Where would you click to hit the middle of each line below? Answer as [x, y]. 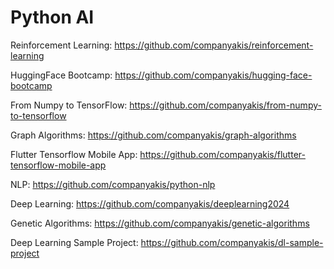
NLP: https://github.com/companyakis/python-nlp [113, 184]
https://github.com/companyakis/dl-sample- [232, 242]
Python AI [52, 17]
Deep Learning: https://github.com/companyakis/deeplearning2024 [150, 203]
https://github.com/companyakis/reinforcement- [214, 45]
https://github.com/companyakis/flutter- [222, 154]
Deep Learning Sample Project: [74, 242]
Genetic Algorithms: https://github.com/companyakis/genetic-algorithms [160, 223]
